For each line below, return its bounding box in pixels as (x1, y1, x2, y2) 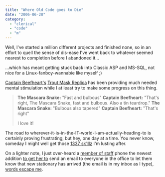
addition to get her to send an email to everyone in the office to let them (5, 155, 153, 161)
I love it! (17, 120, 34, 126)
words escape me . (5, 166, 43, 172)
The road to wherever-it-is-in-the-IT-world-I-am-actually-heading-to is (5, 130, 151, 135)
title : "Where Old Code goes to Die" (5, 7, 84, 12)
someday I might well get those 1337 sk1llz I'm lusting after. (5, 140, 127, 146)
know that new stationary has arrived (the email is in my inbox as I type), (5, 161, 154, 166)
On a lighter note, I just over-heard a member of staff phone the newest (5, 150, 152, 156)
